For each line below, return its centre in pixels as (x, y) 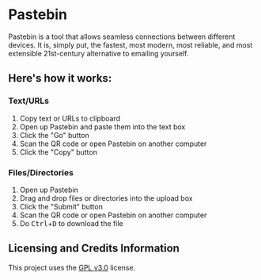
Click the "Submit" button (61, 206)
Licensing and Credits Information (94, 249)
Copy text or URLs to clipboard (70, 118)
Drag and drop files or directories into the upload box (106, 198)
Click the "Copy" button (58, 152)
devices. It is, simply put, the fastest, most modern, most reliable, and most (130, 44)
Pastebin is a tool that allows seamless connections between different (122, 36)
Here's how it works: (60, 78)
